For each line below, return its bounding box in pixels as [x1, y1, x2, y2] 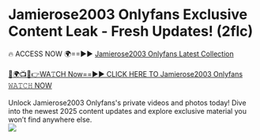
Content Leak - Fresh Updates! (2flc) [8, 22, 254, 40]
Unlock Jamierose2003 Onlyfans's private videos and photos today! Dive [8, 97, 247, 108]
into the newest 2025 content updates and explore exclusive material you [8, 106, 247, 115]
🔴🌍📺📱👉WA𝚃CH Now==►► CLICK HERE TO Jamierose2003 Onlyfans [8, 69, 243, 78]
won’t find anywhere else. [8, 115, 92, 124]
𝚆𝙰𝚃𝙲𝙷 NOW [8, 81, 53, 90]
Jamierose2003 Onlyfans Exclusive [8, 6, 247, 24]
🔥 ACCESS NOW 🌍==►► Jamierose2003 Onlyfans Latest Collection [8, 49, 235, 59]
